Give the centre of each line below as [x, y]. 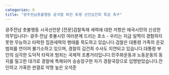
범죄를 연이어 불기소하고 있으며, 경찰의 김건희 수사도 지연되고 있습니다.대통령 [81, 48]
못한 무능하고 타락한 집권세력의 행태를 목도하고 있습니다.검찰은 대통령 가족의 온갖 [85, 42]
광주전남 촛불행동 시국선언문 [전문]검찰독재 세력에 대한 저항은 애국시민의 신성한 [83, 29]
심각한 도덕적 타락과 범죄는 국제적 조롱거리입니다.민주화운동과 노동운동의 [86, 55]
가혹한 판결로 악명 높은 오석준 [47, 67]
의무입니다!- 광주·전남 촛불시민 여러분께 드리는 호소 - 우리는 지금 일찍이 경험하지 [84, 36]
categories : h [20, 10]
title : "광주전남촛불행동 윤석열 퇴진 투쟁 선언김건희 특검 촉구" [64, 15]
